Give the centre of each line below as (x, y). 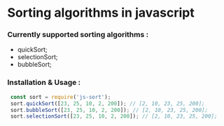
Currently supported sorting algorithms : (78, 35)
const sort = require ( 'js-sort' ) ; (61, 97)
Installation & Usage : (44, 83)
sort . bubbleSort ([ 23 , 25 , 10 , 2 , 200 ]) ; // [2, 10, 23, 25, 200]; (109, 110)
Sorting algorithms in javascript (101, 13)
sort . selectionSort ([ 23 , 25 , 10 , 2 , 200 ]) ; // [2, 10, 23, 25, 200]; (114, 116)
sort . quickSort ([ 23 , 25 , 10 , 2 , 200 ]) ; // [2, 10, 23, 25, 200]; (107, 103)
